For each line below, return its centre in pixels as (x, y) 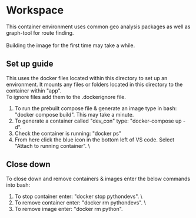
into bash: (18, 185)
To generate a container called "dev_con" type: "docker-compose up (98, 121)
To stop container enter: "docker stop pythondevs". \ (79, 196)
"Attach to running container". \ (52, 146)
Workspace (35, 10)
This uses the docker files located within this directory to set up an (87, 78)
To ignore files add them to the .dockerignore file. (66, 97)
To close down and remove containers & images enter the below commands (98, 179)
